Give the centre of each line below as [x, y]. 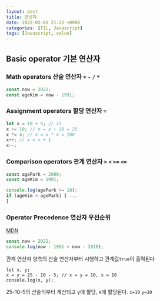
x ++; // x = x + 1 [29, 140]
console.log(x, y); [30, 280]
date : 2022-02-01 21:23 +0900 [43, 22]
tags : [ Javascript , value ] [39, 34]
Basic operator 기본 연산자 [53, 58]
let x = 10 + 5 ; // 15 [34, 123]
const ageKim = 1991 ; [33, 180]
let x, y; [18, 270]
